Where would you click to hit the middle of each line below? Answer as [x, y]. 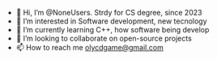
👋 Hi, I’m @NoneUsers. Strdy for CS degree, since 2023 [109, 13]
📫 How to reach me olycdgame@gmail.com [89, 47]
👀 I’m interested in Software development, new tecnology [112, 21]
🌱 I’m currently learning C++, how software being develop [113, 30]
